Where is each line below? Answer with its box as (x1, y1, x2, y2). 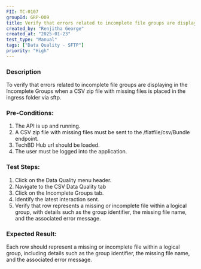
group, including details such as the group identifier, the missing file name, (6, 249, 190, 256)
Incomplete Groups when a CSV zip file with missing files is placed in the (6, 87, 186, 95)
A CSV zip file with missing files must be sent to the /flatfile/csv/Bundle (14, 129, 190, 136)
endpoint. (14, 135, 39, 143)
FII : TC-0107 (6, 8, 39, 15)
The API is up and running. (14, 122, 81, 129)
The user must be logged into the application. (14, 148, 127, 155)
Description (6, 67, 41, 75)
